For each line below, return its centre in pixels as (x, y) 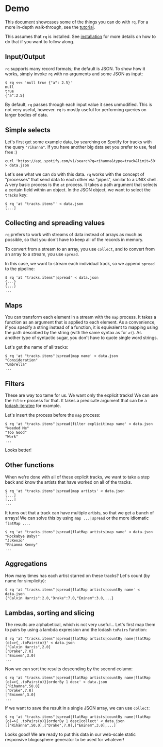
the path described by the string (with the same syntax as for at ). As (73, 333)
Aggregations (26, 564)
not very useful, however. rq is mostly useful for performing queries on (76, 109)
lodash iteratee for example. (33, 406)
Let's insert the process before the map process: (53, 415)
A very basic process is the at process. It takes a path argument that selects (81, 185)
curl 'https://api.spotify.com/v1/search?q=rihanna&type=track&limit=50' (81, 161)
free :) (11, 152)
